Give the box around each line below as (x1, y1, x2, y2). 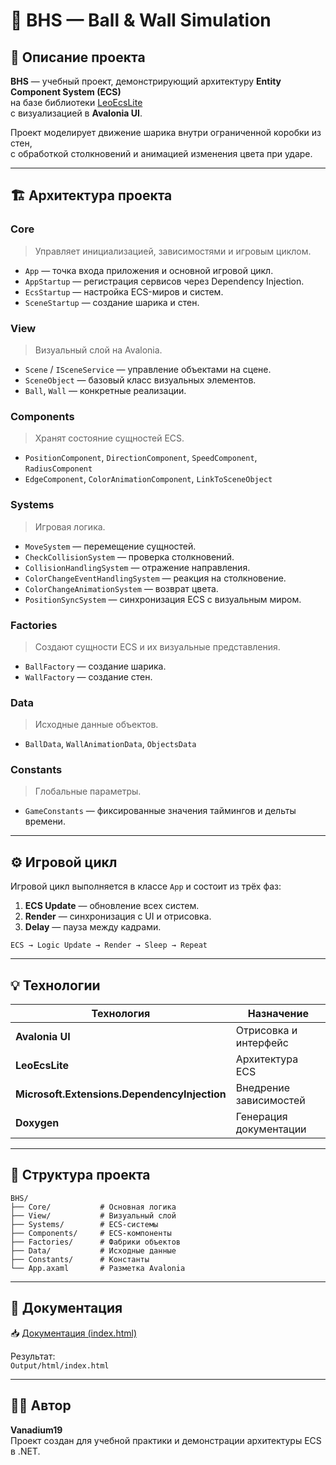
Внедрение (235, 1081, 291, 1095)
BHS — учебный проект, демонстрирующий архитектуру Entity (10, 75, 282, 87)
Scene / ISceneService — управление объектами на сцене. (24, 363, 272, 375)
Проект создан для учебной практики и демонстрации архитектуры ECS (10, 1434, 322, 1446)
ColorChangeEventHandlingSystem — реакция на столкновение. (24, 572, 287, 584)
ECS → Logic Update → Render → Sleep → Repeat (10, 940, 208, 951)
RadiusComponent (24, 464, 93, 474)
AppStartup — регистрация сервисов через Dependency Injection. (24, 275, 305, 287)
